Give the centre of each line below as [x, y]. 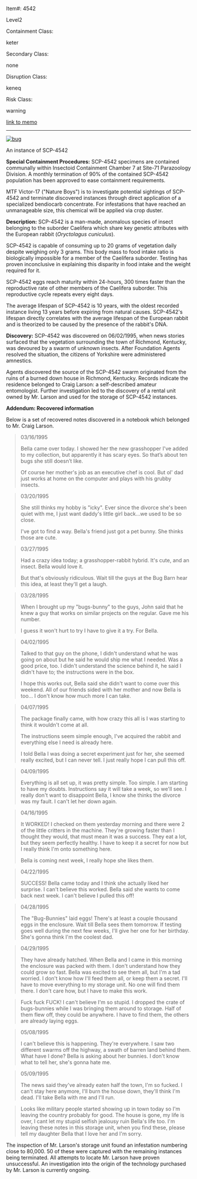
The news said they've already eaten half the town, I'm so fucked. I [101, 1085]
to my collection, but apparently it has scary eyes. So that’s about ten [104, 455]
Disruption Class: [27, 77]
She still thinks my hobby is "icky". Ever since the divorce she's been [103, 507]
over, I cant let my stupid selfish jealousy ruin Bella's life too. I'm [98, 1121]
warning [16, 111]
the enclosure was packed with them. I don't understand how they [100, 966]
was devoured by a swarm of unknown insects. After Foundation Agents [93, 348]
